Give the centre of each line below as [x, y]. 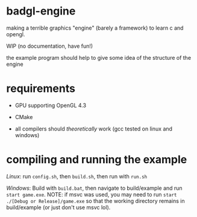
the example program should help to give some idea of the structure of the [99, 57]
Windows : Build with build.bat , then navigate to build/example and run [94, 188]
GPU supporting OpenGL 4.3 [50, 105]
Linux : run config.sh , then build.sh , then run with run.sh [77, 176]
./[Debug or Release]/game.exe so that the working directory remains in [95, 201]
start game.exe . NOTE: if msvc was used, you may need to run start [92, 194]
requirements [41, 89]
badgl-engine [41, 11]
